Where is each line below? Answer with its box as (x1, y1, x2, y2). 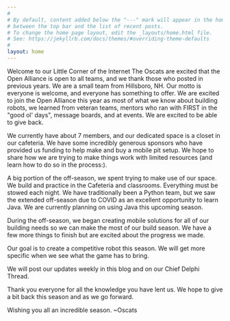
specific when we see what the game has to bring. (7, 251, 149, 259)
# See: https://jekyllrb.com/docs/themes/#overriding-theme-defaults (7, 36, 210, 43)
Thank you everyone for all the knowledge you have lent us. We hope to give (7, 285, 223, 294)
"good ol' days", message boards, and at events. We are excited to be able (7, 110, 218, 119)
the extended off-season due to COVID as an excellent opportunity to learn (7, 195, 219, 204)
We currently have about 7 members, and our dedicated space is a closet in (7, 131, 220, 139)
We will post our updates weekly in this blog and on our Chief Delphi (7, 265, 200, 273)
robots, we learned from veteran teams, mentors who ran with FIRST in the (7, 104, 218, 112)
